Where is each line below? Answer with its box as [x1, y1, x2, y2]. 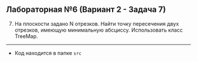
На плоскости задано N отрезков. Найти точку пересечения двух [14, 20, 179, 27]
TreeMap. [14, 32, 38, 40]
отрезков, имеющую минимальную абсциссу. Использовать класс [14, 26, 183, 33]
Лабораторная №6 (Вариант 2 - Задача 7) [6, 5, 166, 15]
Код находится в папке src [14, 49, 82, 56]
